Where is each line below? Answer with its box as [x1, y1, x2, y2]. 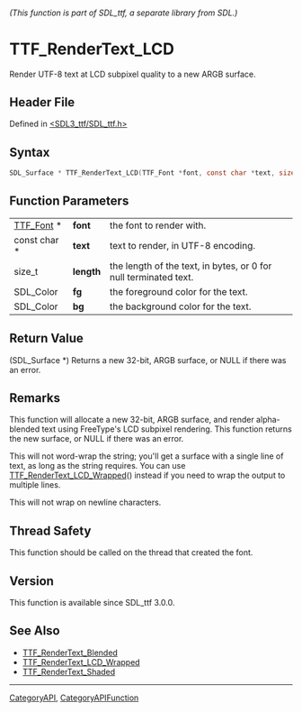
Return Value [9, 331, 84, 346]
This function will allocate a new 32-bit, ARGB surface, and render [9, 415, 254, 425]
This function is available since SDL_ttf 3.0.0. [9, 598, 175, 608]
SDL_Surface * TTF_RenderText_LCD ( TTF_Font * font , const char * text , [9, 169, 276, 178]
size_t [13, 265, 39, 278]
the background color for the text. [109, 300, 252, 313]
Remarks [9, 390, 61, 406]
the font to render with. [109, 219, 207, 232]
